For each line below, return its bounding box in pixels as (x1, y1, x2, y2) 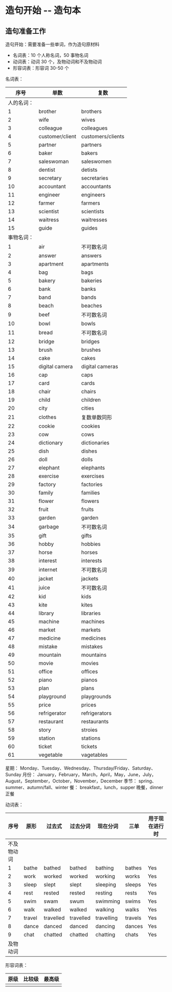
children (81, 396, 101, 403)
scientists (81, 208, 104, 215)
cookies (81, 422, 100, 430)
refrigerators (81, 710, 112, 717)
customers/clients (81, 133, 124, 140)
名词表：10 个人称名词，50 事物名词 (12, 52, 89, 58)
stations (81, 735, 101, 741)
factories (81, 481, 103, 488)
